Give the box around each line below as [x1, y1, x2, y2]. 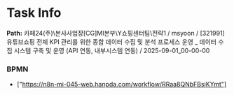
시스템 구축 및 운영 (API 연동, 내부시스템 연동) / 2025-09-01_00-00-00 [13, 46, 210, 54]
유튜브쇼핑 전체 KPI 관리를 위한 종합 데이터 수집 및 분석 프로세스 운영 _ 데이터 [6, 37, 216, 46]
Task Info [6, 5, 62, 21]
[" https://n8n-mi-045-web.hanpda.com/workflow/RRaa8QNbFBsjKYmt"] [16, 80, 227, 89]
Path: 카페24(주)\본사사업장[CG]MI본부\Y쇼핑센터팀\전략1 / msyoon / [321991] [6, 29, 225, 37]
